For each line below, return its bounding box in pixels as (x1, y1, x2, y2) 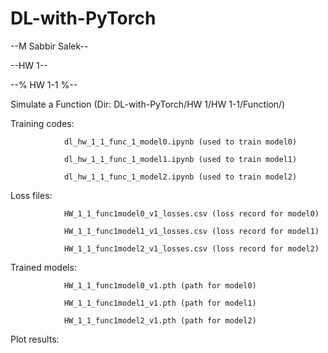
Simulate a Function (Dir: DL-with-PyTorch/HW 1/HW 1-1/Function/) (10, 98, 286, 110)
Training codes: (10, 117, 75, 129)
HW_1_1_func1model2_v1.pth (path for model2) (63, 315, 257, 326)
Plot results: (10, 333, 60, 345)
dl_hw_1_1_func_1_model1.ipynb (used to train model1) (63, 154, 298, 164)
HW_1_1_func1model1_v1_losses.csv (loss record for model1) (63, 226, 320, 236)
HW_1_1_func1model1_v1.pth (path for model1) (63, 298, 257, 308)
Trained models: (10, 261, 77, 273)
